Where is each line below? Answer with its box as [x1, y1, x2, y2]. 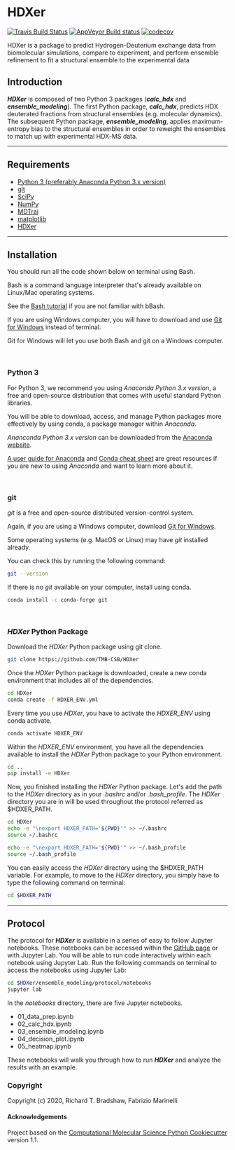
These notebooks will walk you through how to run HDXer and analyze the [7, 1055, 222, 1065]
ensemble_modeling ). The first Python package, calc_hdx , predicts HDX [7, 102, 218, 111]
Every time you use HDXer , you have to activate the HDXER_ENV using [7, 709, 211, 717]
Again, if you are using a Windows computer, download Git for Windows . [7, 522, 217, 530]
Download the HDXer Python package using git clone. [7, 642, 162, 651]
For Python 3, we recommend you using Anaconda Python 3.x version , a [7, 383, 217, 392]
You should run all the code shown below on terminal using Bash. [7, 268, 196, 276]
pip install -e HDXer [7, 770, 71, 777]
